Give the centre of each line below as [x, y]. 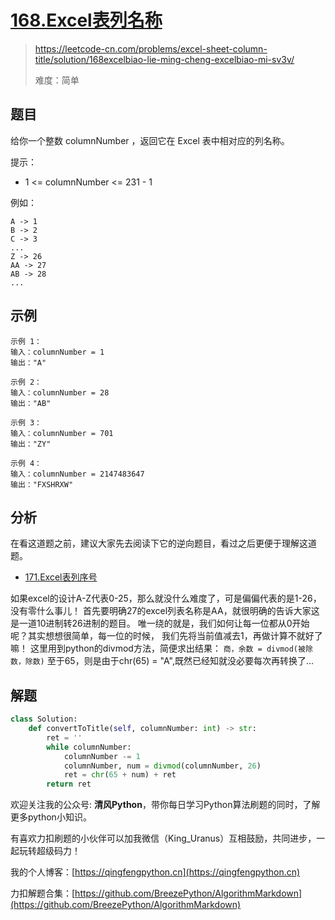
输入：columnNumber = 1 [57, 352]
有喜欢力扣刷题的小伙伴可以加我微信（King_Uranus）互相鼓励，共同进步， [163, 838]
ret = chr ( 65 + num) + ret [120, 775]
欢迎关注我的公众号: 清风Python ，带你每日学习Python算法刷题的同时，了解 [165, 805]
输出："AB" [31, 403]
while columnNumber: [89, 747]
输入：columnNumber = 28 [60, 392]
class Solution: [44, 719]
